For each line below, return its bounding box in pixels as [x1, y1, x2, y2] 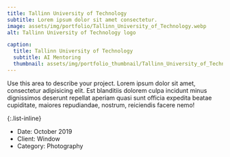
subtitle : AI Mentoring [13, 54, 81, 61]
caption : [7, 42, 32, 48]
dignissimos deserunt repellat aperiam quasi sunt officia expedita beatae [7, 94, 212, 102]
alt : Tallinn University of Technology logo [7, 29, 136, 36]
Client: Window [16, 134, 60, 143]
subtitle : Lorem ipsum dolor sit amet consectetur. [7, 16, 157, 23]
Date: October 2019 [16, 127, 73, 135]
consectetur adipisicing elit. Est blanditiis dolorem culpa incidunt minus [7, 86, 207, 94]
